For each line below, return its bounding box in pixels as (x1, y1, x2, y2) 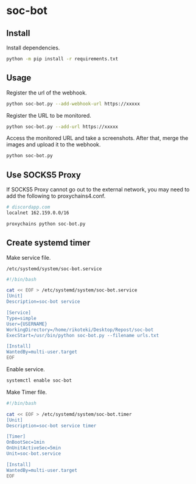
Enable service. (6, 366, 46, 373)
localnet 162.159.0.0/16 (6, 210, 69, 216)
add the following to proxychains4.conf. (6, 193, 106, 200)
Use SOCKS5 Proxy (6, 169, 81, 180)
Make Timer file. (6, 388, 47, 396)
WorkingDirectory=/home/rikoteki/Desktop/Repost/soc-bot (6, 327, 154, 333)
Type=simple (6, 315, 37, 321)
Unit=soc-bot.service (6, 450, 61, 457)
